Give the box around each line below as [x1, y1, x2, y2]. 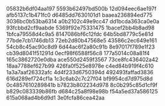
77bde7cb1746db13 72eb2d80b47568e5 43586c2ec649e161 [6, 37, 157, 44]
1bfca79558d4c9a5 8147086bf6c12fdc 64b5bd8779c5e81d [6, 31, 154, 38]
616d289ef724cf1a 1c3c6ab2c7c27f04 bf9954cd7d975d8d [6, 75, 153, 82]
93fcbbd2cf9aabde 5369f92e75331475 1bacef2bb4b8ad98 [6, 24, 155, 31]
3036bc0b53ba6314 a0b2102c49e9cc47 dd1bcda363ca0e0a [6, 18, 160, 25]
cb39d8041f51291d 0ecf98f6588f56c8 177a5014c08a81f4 [6, 50, 150, 56]
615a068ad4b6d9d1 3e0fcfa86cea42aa [6, 94, 105, 101]
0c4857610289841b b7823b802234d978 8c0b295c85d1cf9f [6, 81, 158, 89]
